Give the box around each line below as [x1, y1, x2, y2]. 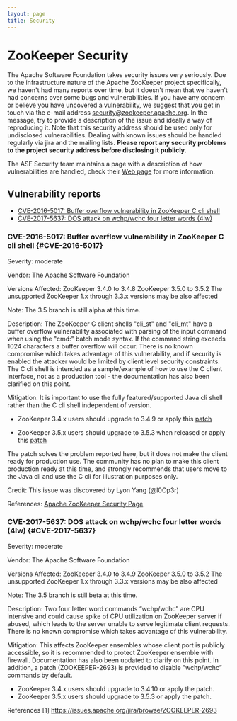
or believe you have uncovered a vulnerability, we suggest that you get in [7, 101, 221, 110]
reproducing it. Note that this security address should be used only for [7, 123, 212, 132]
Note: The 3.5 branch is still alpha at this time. [7, 305, 141, 314]
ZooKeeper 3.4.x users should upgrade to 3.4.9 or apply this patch [17, 414, 212, 423]
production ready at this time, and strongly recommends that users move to [7, 465, 228, 473]
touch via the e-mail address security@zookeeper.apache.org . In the [7, 108, 207, 117]
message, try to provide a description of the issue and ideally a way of [7, 116, 212, 125]
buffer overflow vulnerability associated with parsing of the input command [7, 327, 227, 335]
